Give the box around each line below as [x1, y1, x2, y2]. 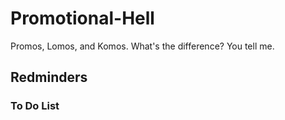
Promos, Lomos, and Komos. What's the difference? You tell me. [10, 40, 275, 52]
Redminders [10, 69, 88, 86]
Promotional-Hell [10, 7, 155, 30]
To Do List [10, 99, 60, 113]
